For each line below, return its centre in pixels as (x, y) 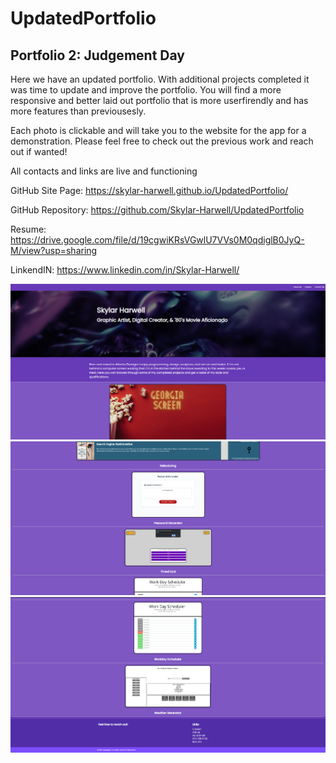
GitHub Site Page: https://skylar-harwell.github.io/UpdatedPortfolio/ (149, 190)
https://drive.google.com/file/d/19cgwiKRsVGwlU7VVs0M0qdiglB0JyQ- (157, 240)
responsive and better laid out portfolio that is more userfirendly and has (159, 100)
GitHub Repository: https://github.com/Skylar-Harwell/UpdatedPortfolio (157, 210)
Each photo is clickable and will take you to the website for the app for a (158, 130)
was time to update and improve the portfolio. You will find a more (146, 90)
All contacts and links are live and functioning (104, 171)
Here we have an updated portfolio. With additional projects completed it (160, 79)
